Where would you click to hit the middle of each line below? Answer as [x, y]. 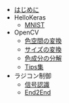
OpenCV [26, 32]
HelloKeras [30, 18]
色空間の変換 [43, 41]
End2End [38, 92]
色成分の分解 [43, 58]
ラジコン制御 [32, 76]
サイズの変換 [43, 49]
